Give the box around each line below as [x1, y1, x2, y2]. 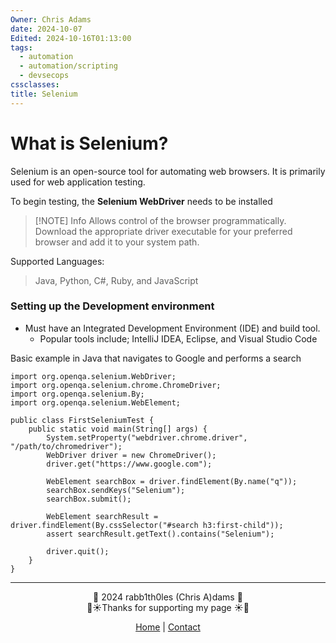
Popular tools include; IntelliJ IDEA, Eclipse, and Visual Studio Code [39, 332, 318, 345]
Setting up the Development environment [10, 299, 215, 313]
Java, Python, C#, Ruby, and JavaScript [34, 274, 199, 286]
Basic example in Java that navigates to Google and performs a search [10, 352, 302, 364]
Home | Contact [135, 621, 201, 633]
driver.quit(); [46, 546, 110, 556]
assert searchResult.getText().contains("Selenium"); [46, 529, 275, 539]
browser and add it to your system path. [34, 236, 200, 248]
